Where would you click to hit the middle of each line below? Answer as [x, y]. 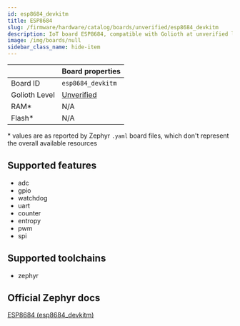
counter [29, 213]
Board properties [91, 71]
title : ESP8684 [30, 21]
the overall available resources [52, 143]
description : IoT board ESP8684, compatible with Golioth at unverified [118, 34]
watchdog [32, 198]
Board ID [26, 83]
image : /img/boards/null [44, 41]
